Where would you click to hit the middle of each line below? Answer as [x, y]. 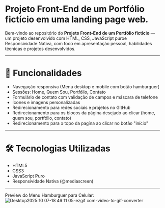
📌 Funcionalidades [43, 73]
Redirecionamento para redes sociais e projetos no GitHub [71, 107]
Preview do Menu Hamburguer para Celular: [50, 195]
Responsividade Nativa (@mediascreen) [53, 181]
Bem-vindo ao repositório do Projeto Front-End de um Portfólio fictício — [80, 33]
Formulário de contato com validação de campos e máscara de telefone [85, 97]
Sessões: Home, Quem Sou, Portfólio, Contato [59, 92]
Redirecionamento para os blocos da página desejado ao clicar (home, [84, 113]
